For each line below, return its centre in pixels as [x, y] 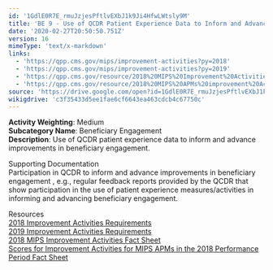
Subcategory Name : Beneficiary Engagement [85, 131]
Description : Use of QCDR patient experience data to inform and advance [132, 140]
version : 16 [28, 39]
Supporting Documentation [54, 164]
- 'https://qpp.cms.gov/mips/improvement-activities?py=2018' [123, 62]
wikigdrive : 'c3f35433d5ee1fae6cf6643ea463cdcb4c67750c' [107, 99]
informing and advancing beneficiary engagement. [93, 198]
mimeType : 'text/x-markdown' [58, 46]
